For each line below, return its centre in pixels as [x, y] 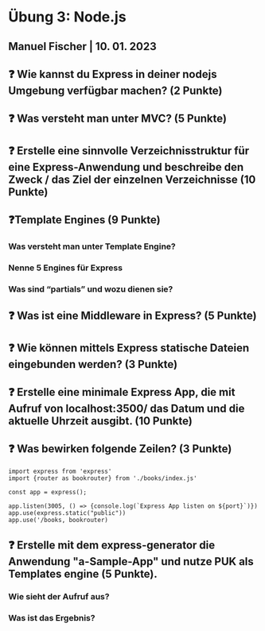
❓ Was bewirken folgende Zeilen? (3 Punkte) [120, 449]
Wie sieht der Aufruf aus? [59, 597]
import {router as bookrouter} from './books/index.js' [103, 478]
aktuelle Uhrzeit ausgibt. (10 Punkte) [100, 421]
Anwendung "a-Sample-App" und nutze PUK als [131, 561]
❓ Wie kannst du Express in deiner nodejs [113, 74]
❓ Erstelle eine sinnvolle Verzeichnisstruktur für [129, 151]
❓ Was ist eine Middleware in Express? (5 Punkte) [132, 316]
